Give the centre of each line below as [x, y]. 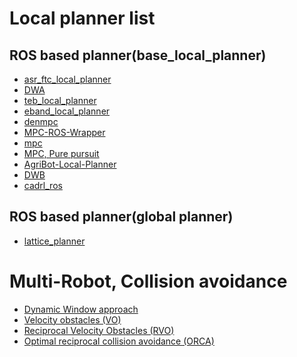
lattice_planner [54, 241]
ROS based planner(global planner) [121, 217]
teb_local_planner [60, 100]
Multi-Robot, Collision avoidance [148, 281]
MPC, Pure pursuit [61, 153]
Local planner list [82, 18]
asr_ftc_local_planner [67, 79]
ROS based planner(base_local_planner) [138, 55]
